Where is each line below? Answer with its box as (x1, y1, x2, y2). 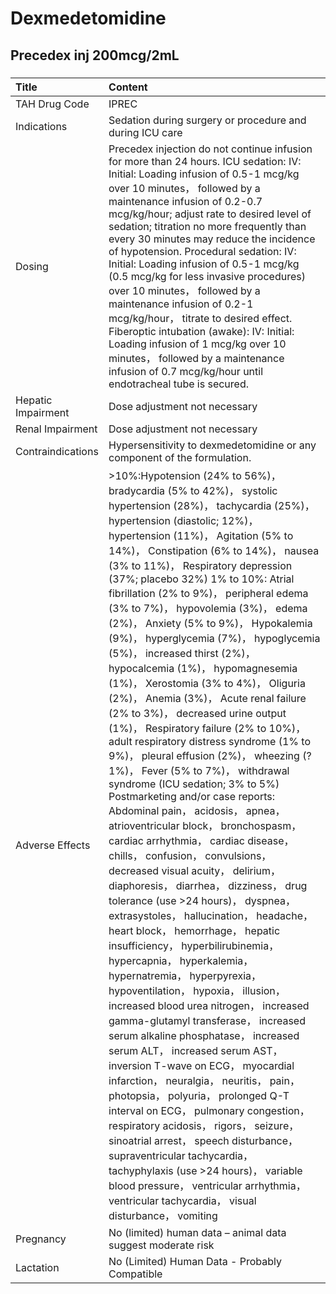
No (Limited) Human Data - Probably (108, 1254, 282, 1268)
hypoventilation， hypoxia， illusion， (108, 983, 286, 997)
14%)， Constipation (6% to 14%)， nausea (108, 543, 320, 557)
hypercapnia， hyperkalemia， (108, 953, 254, 967)
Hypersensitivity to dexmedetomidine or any (108, 438, 317, 452)
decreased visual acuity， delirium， (108, 863, 282, 877)
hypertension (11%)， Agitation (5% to (108, 528, 294, 542)
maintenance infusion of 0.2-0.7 (108, 194, 263, 208)
